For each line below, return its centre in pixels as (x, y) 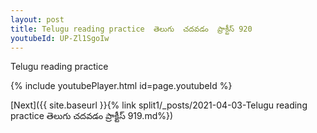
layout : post (37, 19)
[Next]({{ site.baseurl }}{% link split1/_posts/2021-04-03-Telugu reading (159, 105)
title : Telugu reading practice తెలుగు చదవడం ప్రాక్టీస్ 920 (131, 29)
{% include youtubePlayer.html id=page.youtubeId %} (121, 86)
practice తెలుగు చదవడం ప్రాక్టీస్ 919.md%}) (92, 116)
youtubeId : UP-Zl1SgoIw (60, 38)
